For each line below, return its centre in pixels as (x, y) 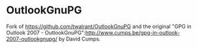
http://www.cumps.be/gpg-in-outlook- (133, 32)
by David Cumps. (80, 39)
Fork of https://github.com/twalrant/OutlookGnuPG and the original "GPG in (99, 26)
